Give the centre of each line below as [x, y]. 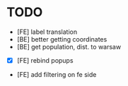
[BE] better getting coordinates [62, 39]
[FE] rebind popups [45, 60]
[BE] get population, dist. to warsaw [69, 47]
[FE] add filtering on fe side [57, 74]
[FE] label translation [47, 32]
